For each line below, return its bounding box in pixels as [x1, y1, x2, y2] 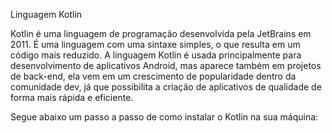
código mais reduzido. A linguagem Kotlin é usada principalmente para [10, 49, 302, 61]
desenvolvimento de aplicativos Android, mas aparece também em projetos [10, 60, 322, 71]
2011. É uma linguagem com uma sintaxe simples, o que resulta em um [10, 39, 301, 50]
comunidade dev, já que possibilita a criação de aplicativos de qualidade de [10, 81, 322, 93]
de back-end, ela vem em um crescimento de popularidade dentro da [10, 70, 297, 82]
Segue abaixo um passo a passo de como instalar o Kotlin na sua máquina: [10, 111, 319, 123]
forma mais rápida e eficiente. [10, 92, 134, 103]
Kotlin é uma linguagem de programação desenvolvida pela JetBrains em [10, 28, 312, 39]
